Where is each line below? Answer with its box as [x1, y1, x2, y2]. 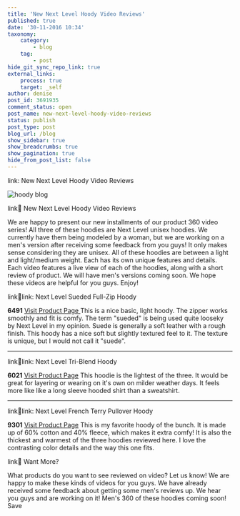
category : [20, 37, 50, 44]
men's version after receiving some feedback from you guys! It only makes [7, 240, 228, 249]
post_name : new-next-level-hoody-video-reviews [7, 110, 152, 117]
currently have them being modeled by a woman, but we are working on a [7, 233, 225, 242]
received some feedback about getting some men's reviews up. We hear [7, 486, 221, 495]
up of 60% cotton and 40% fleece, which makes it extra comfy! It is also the [7, 428, 232, 437]
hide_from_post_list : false [7, 157, 91, 164]
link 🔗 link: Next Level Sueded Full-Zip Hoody [7, 292, 137, 301]
